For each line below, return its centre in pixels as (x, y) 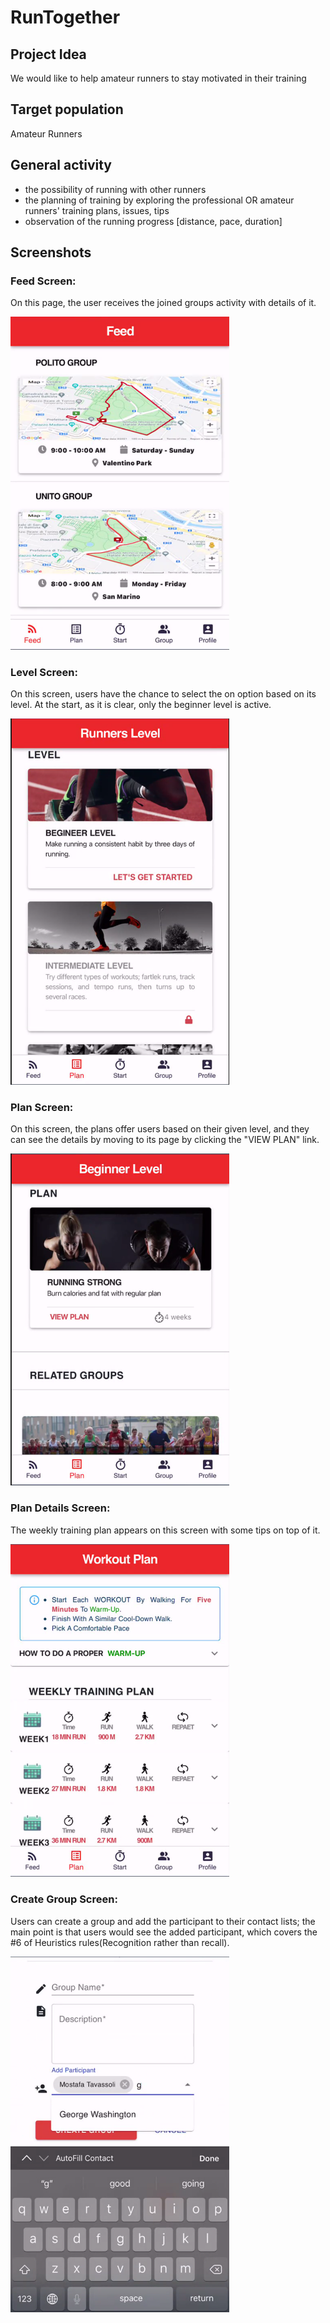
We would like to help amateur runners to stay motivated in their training (158, 78)
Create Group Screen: (64, 1899)
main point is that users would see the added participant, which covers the (164, 1932)
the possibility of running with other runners (115, 189)
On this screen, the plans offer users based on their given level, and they (160, 1129)
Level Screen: (44, 672)
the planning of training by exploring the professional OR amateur (159, 200)
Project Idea (48, 54)
